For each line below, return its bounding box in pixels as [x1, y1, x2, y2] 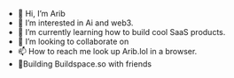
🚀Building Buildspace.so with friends [17, 59, 152, 69]
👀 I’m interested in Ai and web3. [17, 18, 134, 28]
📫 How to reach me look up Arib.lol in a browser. [17, 46, 198, 56]
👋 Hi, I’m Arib [17, 9, 66, 18]
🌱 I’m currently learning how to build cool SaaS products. [17, 27, 226, 37]
